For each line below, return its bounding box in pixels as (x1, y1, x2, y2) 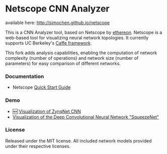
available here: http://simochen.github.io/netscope (5, 20, 110, 26)
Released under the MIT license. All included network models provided (5, 137, 152, 143)
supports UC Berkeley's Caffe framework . (5, 40, 92, 46)
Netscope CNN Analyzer (5, 3, 110, 15)
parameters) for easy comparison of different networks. (5, 60, 121, 66)
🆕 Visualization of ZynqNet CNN (12, 108, 81, 114)
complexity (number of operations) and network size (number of (5, 55, 139, 61)
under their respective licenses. (5, 143, 71, 149)
